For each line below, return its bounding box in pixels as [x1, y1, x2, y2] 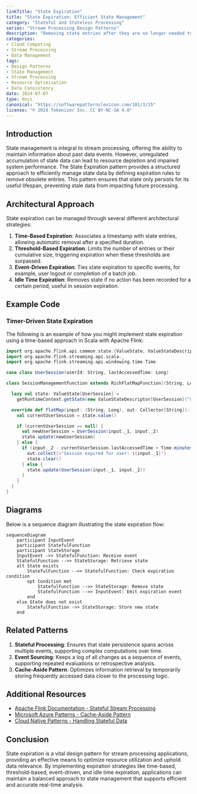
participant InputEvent [16, 537, 75, 543]
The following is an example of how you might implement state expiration [6, 330, 183, 337]
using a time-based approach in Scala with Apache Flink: [6, 337, 144, 344]
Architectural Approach [6, 199, 94, 209]
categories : [6, 36, 35, 42]
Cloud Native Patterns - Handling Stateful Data [14, 717, 128, 725]
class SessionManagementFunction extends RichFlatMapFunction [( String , [6, 380, 185, 386]
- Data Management [6, 52, 51, 58]
